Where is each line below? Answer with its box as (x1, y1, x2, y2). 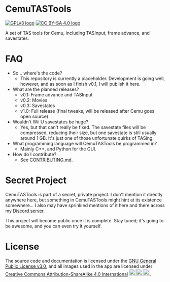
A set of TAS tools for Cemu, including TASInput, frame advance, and (5, 30, 150, 36)
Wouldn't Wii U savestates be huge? (12, 118, 89, 125)
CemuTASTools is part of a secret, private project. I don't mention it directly (5, 191, 163, 197)
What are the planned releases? (12, 86, 80, 92)
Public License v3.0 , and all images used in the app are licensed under (5, 263, 153, 269)
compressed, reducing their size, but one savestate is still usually (20, 130, 157, 136)
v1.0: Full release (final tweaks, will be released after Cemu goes (20, 108, 155, 114)
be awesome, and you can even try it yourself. (5, 223, 102, 229)
